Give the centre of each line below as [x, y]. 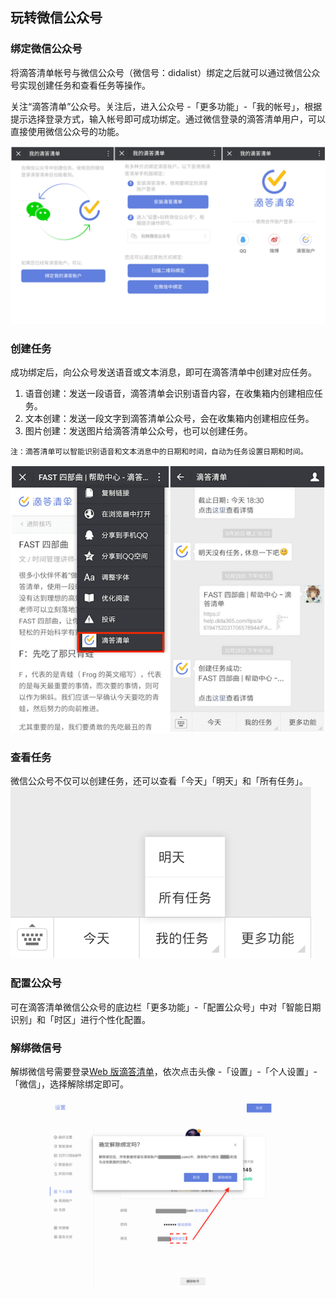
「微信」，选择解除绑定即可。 [69, 1084]
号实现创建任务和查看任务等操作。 [80, 85]
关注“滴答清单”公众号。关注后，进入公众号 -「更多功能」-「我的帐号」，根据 [166, 106]
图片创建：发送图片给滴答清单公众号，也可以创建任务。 [138, 431]
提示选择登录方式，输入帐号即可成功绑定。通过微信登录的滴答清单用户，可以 [168, 119]
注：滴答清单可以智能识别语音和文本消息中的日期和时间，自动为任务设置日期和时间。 [159, 452]
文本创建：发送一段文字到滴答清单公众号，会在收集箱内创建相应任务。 [169, 419]
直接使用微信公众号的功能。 [67, 131]
